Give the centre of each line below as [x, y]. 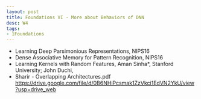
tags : [13, 28]
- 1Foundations [25, 34]
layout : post [23, 12]
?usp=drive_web [35, 89]
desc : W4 [17, 23]
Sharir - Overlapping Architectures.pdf [63, 77]
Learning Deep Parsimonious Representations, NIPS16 [82, 51]
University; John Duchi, [44, 70]
